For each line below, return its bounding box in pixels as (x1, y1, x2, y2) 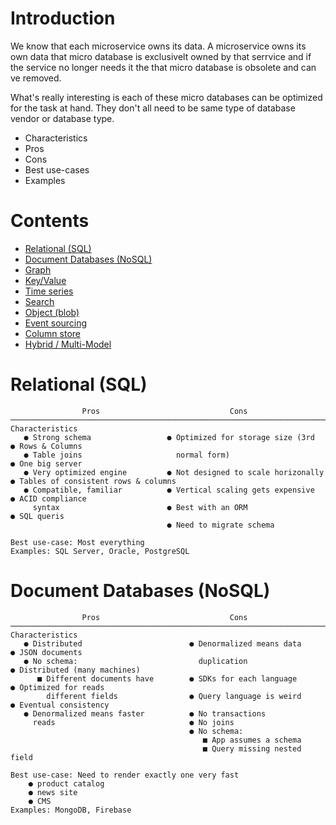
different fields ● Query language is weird (46, 691, 302, 701)
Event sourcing (24, 317, 88, 329)
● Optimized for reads (10, 682, 105, 692)
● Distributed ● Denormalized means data (23, 638, 302, 649)
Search (24, 295, 55, 307)
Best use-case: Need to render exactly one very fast (10, 770, 240, 780)
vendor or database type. (10, 112, 115, 124)
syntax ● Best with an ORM (32, 502, 248, 512)
